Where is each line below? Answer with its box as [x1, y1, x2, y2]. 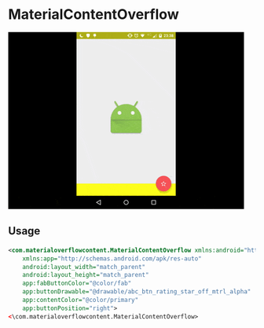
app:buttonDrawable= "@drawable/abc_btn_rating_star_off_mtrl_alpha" [22, 288, 251, 296]
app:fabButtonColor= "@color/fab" [22, 279, 132, 288]
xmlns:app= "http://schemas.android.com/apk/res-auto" [22, 254, 202, 263]
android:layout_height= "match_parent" [22, 271, 149, 279]
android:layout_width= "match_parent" [22, 263, 146, 271]
